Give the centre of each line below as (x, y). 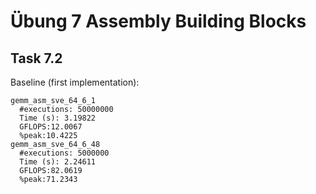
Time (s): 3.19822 (58, 118)
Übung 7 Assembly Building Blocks (158, 21)
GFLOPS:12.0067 (51, 127)
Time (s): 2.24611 (58, 162)
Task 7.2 (36, 58)
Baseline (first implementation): (75, 82)
